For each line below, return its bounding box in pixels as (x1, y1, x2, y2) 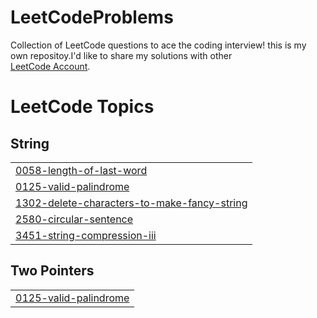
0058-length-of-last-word (15, 163, 148, 177)
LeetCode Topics (10, 96, 155, 118)
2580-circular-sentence (15, 212, 134, 226)
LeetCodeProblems (10, 6, 174, 29)
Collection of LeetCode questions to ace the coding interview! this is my (10, 39, 307, 51)
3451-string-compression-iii (15, 228, 157, 242)
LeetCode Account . (10, 60, 91, 72)
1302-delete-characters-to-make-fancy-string (15, 196, 248, 210)
